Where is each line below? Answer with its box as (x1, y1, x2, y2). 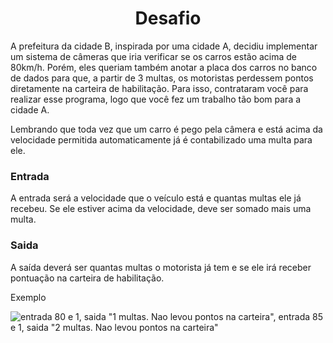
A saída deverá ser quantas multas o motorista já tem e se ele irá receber (10, 261, 312, 273)
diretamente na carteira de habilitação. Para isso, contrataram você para (10, 82, 309, 94)
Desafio (134, 7, 202, 30)
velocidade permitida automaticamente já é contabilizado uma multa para (10, 133, 313, 146)
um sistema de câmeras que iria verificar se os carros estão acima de (10, 50, 298, 62)
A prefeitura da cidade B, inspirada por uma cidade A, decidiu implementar (10, 40, 318, 52)
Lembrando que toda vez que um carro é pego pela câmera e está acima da (10, 123, 323, 135)
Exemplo (10, 291, 47, 303)
